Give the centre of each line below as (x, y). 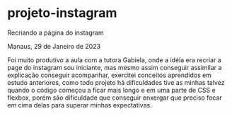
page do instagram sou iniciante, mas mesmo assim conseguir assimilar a (115, 67)
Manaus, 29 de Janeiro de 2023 (54, 46)
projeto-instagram (62, 13)
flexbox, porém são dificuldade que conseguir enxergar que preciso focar (115, 98)
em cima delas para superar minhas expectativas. (80, 105)
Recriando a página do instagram (56, 33)
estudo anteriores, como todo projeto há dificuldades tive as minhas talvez (116, 82)
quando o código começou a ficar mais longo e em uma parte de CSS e (111, 90)
